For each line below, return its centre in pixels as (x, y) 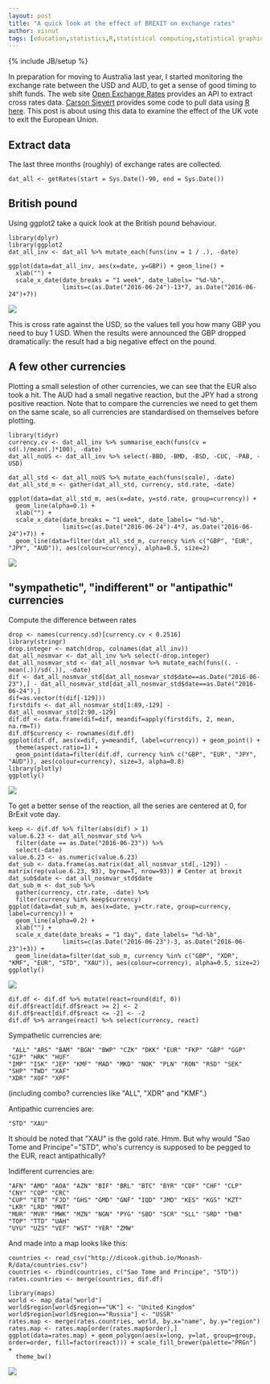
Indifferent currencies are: (51, 1171)
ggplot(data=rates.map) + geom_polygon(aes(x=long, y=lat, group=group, (133, 1335)
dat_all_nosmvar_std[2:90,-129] (62, 712)
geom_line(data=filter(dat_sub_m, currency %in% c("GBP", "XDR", (127, 955)
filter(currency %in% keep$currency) (79, 899)
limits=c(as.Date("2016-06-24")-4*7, (125, 527)
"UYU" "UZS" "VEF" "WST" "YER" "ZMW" (72, 1228)
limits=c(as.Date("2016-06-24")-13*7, (127, 287)
